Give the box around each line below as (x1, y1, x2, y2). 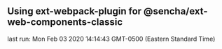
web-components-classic (7, 17, 123, 28)
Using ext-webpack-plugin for (7, 6, 142, 17)
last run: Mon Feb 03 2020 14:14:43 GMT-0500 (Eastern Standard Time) (7, 35, 216, 43)
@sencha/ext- (143, 6, 208, 17)
